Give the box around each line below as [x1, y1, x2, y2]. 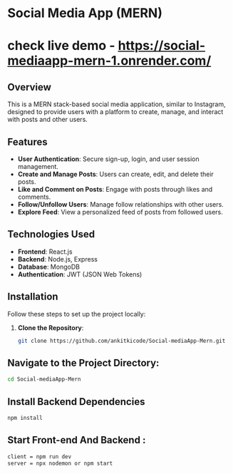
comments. [17, 192, 51, 201]
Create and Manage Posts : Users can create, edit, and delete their [17, 170, 214, 178]
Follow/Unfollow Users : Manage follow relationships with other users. [17, 200, 224, 208]
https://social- [118, 38, 206, 54]
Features [7, 135, 48, 148]
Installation [7, 291, 58, 303]
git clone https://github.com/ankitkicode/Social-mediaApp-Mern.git [17, 337, 226, 344]
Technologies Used [7, 228, 95, 240]
